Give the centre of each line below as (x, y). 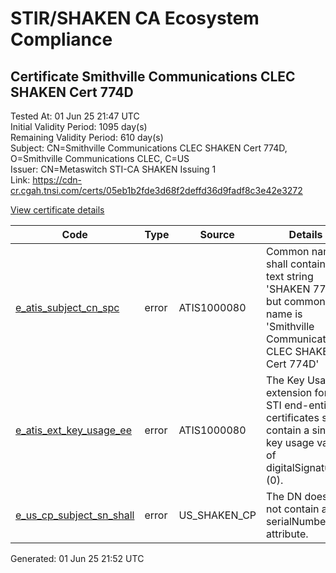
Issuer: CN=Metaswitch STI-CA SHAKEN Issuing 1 (113, 169)
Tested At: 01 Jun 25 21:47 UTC (75, 116)
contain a (288, 430)
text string (290, 276)
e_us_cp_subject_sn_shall (75, 515)
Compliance (61, 39)
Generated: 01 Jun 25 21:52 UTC (77, 558)
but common (296, 301)
